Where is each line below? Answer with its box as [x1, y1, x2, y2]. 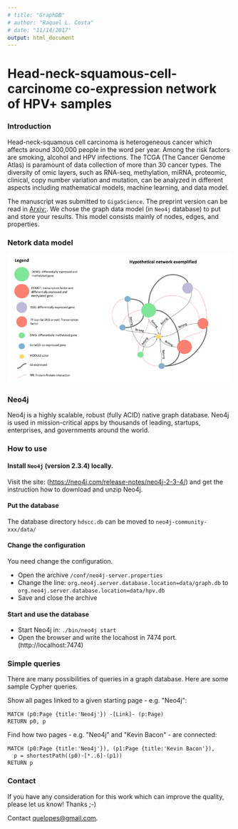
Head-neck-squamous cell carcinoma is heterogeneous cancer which [7, 138, 212, 146]
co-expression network [74, 81, 217, 97]
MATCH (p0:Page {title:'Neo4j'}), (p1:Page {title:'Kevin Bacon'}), [7, 746, 215, 753]
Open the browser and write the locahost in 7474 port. [17, 634, 177, 642]
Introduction [7, 121, 51, 131]
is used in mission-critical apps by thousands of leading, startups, [7, 418, 201, 427]
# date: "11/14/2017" [7, 26, 72, 34]
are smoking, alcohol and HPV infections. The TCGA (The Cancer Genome [7, 153, 226, 161]
